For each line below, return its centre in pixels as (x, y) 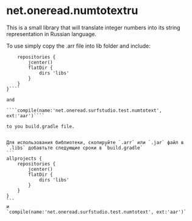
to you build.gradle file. (41, 126)
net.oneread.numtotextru (72, 11)
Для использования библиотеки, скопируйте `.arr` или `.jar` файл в (95, 142)
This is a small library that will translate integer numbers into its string (94, 27)
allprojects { (24, 158)
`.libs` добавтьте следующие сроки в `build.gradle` (75, 148)
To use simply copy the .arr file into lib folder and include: (78, 46)
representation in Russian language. (52, 34)
